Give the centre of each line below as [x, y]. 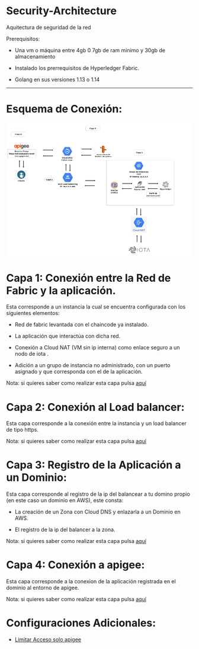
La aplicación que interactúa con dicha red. [68, 336]
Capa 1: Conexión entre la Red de [89, 278]
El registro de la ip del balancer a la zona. [65, 530]
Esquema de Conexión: [64, 109]
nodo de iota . [32, 354]
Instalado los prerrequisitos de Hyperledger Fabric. [77, 68]
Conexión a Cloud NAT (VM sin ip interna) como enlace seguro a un [97, 348]
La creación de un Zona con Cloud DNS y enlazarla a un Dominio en [97, 512]
